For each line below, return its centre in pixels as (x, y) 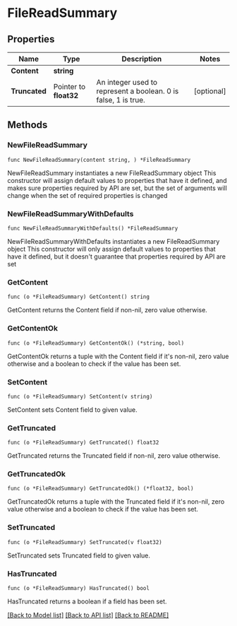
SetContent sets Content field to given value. (72, 409)
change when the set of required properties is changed (87, 195)
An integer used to (127, 82)
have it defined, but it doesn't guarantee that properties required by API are (116, 256)
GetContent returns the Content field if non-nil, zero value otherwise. (108, 310)
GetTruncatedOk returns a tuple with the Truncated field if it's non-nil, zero (116, 502)
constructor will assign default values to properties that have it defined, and (117, 180)
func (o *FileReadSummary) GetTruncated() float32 (83, 443)
